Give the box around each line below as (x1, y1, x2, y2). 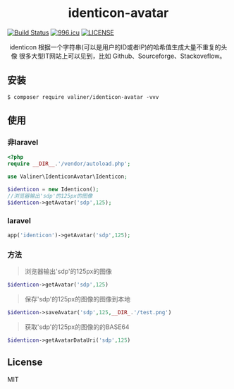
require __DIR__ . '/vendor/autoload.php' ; (7, 160, 131, 167)
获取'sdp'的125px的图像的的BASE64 (24, 323, 130, 331)
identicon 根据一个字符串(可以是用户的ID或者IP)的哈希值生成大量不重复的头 (9, 42, 228, 51)
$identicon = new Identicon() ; (7, 186, 99, 193)
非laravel (7, 138, 39, 148)
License (7, 357, 43, 369)
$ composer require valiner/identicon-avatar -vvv (7, 93, 159, 100)
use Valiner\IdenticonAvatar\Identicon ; (7, 173, 128, 181)
